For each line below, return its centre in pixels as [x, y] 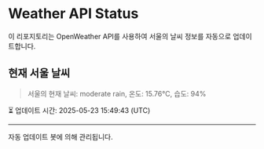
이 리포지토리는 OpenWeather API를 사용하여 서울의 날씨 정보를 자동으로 [120, 36]
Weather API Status [73, 14]
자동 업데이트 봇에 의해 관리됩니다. [60, 136]
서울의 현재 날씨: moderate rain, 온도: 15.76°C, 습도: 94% [117, 93]
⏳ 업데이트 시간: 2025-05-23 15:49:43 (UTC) [79, 110]
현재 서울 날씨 [39, 73]
